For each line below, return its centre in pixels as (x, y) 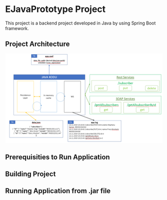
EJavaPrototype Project (55, 9)
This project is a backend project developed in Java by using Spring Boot (80, 23)
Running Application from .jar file (58, 191)
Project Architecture (37, 44)
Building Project (30, 174)
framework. (17, 28)
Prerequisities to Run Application (57, 157)
